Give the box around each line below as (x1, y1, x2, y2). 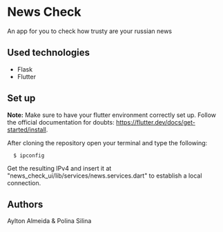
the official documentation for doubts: (7, 118, 115, 126)
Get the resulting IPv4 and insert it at (7, 164, 112, 172)
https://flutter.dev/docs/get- (116, 118, 195, 126)
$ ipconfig (13, 152, 45, 159)
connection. (7, 178, 41, 187)
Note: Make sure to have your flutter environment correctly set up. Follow (7, 111, 216, 119)
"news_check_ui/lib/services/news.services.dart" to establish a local (7, 171, 202, 180)
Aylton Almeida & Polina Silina (7, 217, 92, 225)
